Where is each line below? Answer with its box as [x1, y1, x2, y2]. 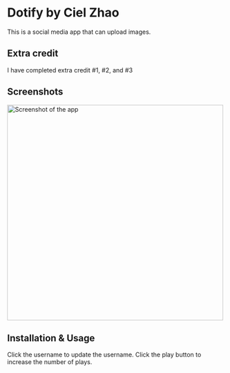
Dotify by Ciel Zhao [7, 5, 119, 21]
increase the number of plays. [7, 358, 93, 366]
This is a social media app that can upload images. [7, 28, 151, 36]
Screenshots [7, 86, 64, 98]
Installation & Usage [7, 332, 95, 344]
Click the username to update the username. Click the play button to [7, 350, 202, 359]
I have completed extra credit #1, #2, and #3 [7, 65, 133, 74]
